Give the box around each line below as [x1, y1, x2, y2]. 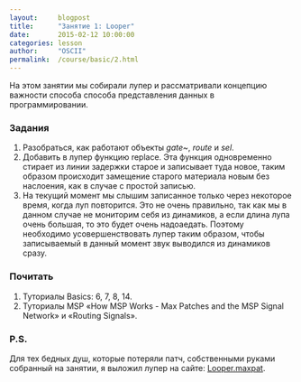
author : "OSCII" [9, 47, 87, 56]
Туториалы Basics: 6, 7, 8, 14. [22, 291, 132, 302]
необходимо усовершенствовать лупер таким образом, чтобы [22, 228, 265, 239]
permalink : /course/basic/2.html [9, 55, 140, 64]
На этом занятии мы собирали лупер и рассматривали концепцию [9, 80, 268, 90]
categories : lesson [9, 38, 83, 48]
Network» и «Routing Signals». [22, 310, 138, 321]
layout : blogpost [9, 13, 91, 23]
